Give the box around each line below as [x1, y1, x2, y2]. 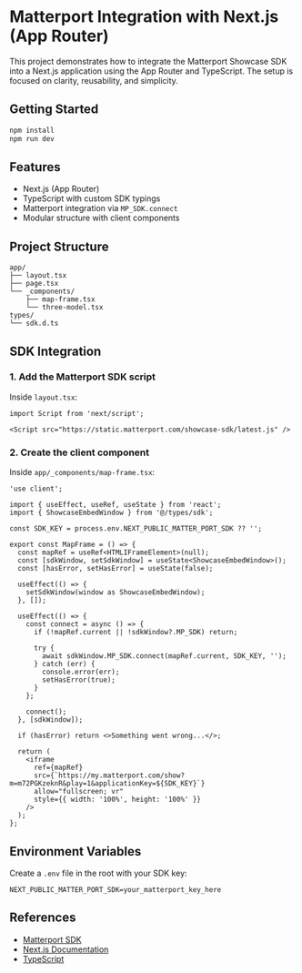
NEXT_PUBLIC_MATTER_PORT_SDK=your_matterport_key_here [9, 885, 222, 894]
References [9, 910, 76, 926]
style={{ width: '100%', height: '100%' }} [33, 795, 202, 805]
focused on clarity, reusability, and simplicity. [9, 75, 179, 86]
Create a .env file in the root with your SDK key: [9, 867, 188, 878]
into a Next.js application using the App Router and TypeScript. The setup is [9, 66, 294, 76]
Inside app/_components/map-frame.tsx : [9, 467, 156, 478]
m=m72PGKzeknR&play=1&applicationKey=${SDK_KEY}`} [9, 779, 206, 788]
